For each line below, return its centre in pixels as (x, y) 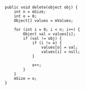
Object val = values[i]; (49, 34)
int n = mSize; (30, 12)
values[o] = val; (60, 47)
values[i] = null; (61, 52)
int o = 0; (25, 16)
